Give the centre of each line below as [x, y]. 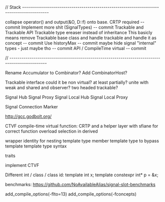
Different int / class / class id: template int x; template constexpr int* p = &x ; [82, 175]
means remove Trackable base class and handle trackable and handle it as [81, 38]
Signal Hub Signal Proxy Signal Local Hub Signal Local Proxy [66, 97]
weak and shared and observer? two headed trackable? [62, 88]
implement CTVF [22, 165]
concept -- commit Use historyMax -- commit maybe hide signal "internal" [81, 43]
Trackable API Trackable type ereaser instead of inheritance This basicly [79, 32]
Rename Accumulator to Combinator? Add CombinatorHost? [66, 73]
